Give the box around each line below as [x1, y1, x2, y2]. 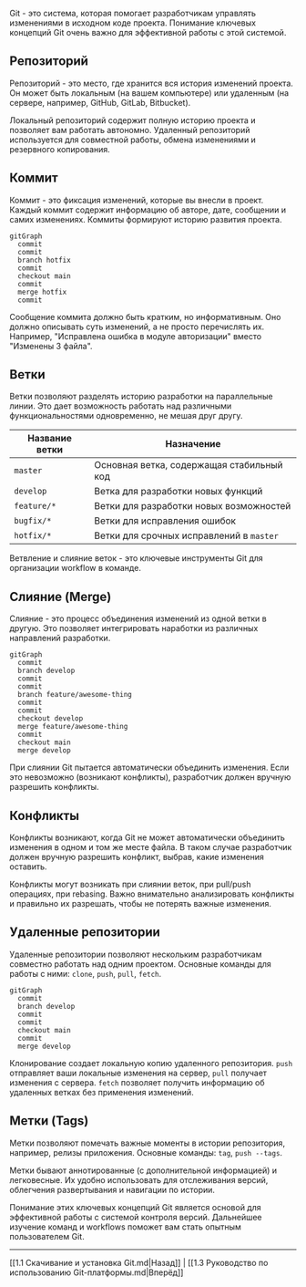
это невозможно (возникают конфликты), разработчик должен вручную [9, 772, 291, 783]
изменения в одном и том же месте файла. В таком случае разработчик [9, 842, 292, 853]
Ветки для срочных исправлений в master [94, 529, 280, 542]
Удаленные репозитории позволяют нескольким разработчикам [9, 949, 262, 960]
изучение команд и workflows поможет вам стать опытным [9, 1221, 241, 1232]
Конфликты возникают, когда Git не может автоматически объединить [9, 832, 285, 843]
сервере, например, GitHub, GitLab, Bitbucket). [9, 97, 191, 108]
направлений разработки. [9, 633, 111, 644]
